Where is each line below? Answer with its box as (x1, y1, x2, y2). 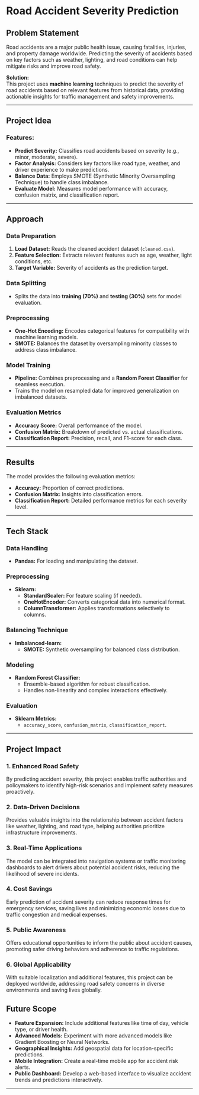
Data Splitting (6, 279, 46, 288)
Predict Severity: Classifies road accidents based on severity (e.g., (14, 147, 179, 154)
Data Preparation (6, 232, 56, 240)
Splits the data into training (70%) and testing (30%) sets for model (14, 292, 182, 299)
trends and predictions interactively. (14, 1077, 102, 1084)
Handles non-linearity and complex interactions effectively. (23, 686, 168, 693)
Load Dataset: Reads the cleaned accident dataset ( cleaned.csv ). (14, 245, 175, 253)
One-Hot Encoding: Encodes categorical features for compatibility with (14, 327, 190, 334)
